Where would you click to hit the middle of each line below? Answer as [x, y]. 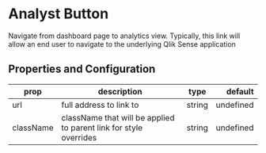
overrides [79, 137]
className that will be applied [118, 117]
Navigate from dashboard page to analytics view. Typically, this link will [124, 36]
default [240, 91]
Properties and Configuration [82, 69]
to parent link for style [102, 128]
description [120, 91]
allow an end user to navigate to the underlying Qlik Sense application [122, 44]
